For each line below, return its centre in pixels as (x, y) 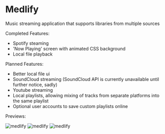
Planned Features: (24, 64)
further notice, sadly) (35, 85)
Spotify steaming (31, 43)
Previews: (16, 116)
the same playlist (30, 101)
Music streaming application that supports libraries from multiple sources (82, 23)
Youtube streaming (33, 90)
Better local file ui (31, 74)
